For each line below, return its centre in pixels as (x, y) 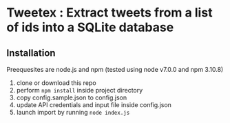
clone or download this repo (56, 83)
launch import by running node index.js (73, 112)
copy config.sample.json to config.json (72, 97)
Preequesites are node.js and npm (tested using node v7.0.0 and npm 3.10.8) (115, 69)
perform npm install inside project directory (80, 90)
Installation (31, 53)
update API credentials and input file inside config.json (94, 105)
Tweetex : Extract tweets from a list (109, 13)
